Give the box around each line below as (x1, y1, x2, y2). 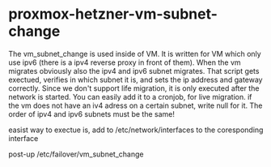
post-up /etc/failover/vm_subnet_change (8, 149, 144, 159)
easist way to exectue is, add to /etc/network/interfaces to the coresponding (8, 125, 264, 135)
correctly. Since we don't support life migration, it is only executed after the (8, 83, 260, 93)
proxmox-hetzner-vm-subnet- (8, 5, 218, 24)
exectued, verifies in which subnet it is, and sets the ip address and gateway (8, 75, 263, 84)
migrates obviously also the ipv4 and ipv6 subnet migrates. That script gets (8, 66, 260, 75)
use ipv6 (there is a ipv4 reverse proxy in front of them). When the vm (8, 58, 241, 67)
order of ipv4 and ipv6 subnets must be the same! (8, 109, 176, 118)
